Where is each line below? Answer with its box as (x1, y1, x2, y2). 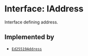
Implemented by (4, 33, 54, 41)
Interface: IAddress (4, 3, 84, 14)
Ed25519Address (11, 46, 42, 51)
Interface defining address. (4, 19, 58, 25)
